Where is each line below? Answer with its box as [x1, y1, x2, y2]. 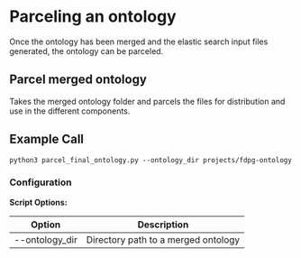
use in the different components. [9, 106, 131, 116]
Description [137, 218, 189, 231]
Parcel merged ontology [9, 72, 147, 88]
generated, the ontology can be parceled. [9, 45, 164, 56]
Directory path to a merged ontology [86, 233, 241, 245]
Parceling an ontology [9, 6, 178, 27]
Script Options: [9, 197, 68, 207]
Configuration [9, 176, 72, 189]
